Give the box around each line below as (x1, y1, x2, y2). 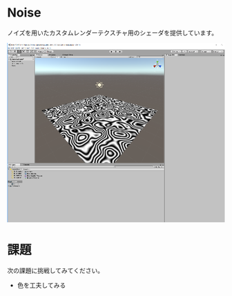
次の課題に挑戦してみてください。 (7, 266, 104, 275)
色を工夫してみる (17, 281, 66, 289)
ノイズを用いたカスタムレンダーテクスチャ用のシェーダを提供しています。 (7, 28, 218, 37)
